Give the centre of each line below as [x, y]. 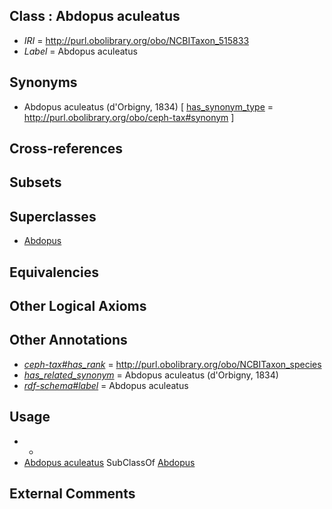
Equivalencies [54, 272]
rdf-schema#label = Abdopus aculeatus [106, 385]
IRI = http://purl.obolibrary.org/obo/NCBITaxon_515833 [136, 40]
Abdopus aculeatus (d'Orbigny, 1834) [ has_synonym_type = [148, 106]
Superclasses [53, 216]
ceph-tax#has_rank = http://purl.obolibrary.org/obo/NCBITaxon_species [172, 364]
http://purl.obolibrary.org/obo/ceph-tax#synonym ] [129, 117]
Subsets [35, 182]
